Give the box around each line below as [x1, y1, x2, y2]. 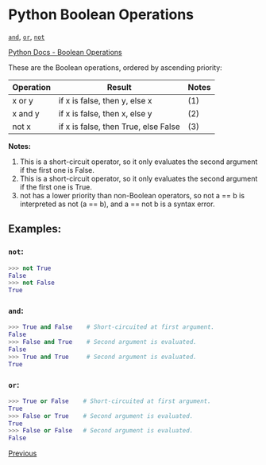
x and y [12, 107, 40, 119]
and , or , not [8, 32, 45, 41]
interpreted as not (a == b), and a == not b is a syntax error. [19, 199, 215, 209]
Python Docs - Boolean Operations [8, 47, 122, 57]
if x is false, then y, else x [58, 95, 152, 106]
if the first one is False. [19, 165, 95, 174]
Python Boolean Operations [8, 6, 195, 24]
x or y [12, 95, 33, 106]
